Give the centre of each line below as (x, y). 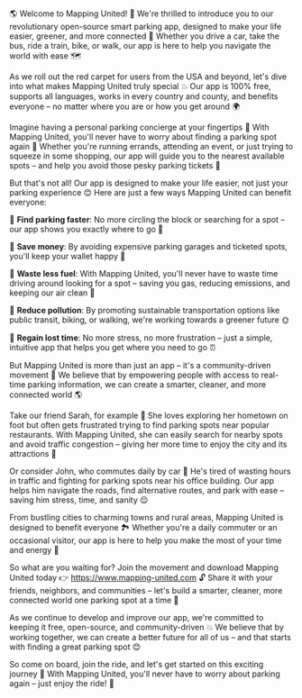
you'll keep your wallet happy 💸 (68, 256)
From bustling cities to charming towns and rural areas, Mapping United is (146, 517)
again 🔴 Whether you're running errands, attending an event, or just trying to (151, 146)
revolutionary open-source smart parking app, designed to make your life (146, 27)
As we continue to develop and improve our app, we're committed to (137, 617)
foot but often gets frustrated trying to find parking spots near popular (140, 425)
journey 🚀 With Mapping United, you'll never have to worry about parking (145, 674)
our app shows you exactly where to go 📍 (87, 229)
